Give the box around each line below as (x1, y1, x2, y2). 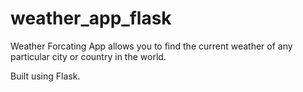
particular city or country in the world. (10, 50, 167, 62)
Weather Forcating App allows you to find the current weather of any (10, 40, 293, 52)
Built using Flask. (10, 70, 81, 82)
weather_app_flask (10, 7, 172, 30)
